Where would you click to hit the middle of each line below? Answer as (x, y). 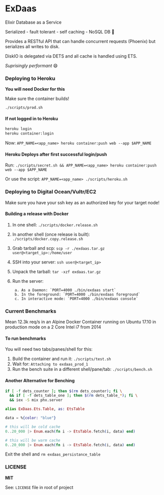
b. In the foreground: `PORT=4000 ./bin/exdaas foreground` (78, 294)
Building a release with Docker (37, 214)
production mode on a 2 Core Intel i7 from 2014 (53, 327)
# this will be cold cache (33, 427)
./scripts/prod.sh (24, 108)
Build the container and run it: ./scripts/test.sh (62, 359)
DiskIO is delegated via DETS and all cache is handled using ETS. (71, 56)
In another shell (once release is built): (51, 234)
